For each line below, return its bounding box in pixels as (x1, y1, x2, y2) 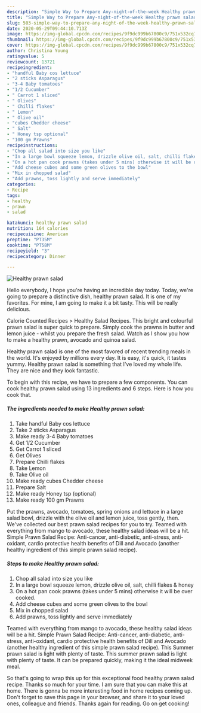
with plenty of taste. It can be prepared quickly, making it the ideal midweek (7, 657, 193, 664)
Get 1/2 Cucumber (15, 439, 61, 447)
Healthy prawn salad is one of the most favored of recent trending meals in (7, 348, 191, 355)
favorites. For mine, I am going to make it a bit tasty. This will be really (7, 299, 178, 307)
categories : (7, 181, 36, 187)
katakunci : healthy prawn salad (7, 220, 87, 226)
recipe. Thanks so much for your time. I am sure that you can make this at (7, 681, 188, 688)
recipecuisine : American (7, 231, 69, 237)
